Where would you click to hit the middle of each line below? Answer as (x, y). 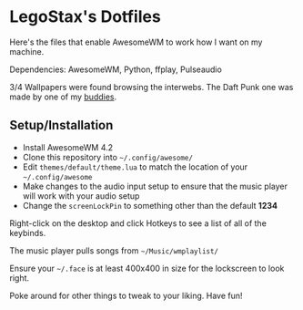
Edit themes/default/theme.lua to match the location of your (135, 167)
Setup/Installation (61, 125)
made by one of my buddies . (63, 97)
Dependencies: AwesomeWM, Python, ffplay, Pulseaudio (116, 69)
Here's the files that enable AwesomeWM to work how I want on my (136, 42)
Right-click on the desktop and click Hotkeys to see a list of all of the (138, 223)
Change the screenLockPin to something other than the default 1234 (150, 205)
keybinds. (28, 232)
